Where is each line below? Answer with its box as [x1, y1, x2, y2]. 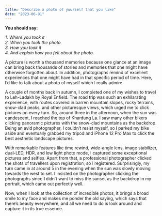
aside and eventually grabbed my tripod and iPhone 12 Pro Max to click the [5, 130, 155, 136]
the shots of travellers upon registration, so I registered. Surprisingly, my [5, 160, 150, 166]
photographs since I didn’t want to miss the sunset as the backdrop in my [5, 175, 152, 182]
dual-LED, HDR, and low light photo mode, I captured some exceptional [5, 150, 147, 155]
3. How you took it [5, 45, 42, 50]
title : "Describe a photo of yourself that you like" [5, 7, 116, 12]
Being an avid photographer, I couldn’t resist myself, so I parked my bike [5, 125, 149, 131]
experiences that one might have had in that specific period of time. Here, [5, 75, 153, 80]
